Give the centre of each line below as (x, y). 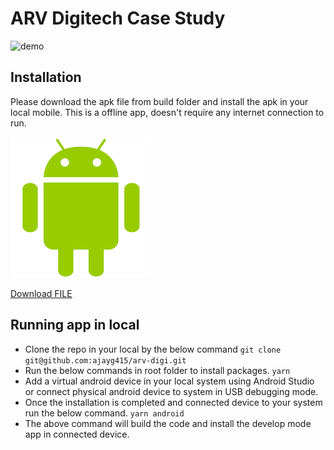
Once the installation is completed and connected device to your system (173, 402)
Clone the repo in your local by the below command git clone (153, 349)
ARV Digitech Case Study (118, 18)
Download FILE (41, 293)
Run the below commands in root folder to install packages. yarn (157, 370)
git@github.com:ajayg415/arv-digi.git (105, 360)
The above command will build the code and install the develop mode (168, 423)
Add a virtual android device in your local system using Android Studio (169, 381)
